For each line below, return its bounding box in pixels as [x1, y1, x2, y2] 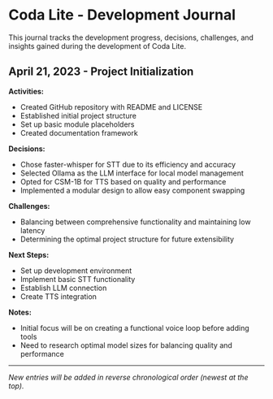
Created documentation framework [19, 128, 138, 137]
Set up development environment [19, 266, 132, 275]
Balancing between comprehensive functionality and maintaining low [19, 217, 251, 227]
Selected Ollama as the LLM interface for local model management [19, 168, 244, 178]
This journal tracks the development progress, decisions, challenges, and [8, 33, 254, 42]
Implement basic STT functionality [19, 274, 136, 284]
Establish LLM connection [19, 283, 107, 293]
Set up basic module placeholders [19, 119, 135, 129]
